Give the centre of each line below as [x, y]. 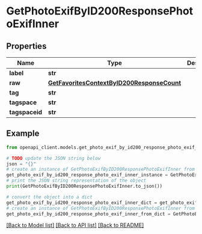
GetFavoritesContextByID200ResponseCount [115, 83]
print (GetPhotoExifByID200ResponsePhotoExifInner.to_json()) [84, 186]
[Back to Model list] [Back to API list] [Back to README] [75, 225]
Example [23, 134]
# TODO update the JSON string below [54, 158]
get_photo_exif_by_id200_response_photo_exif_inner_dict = [82, 203]
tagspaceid [26, 112]
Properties [26, 46]
